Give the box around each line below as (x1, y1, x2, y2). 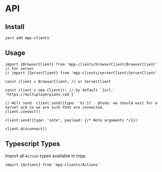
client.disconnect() (5, 126, 48, 131)
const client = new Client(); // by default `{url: (5, 87, 113, 92)
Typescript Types (5, 140, 61, 148)
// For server (5, 66, 34, 71)
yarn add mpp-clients (5, 35, 50, 40)
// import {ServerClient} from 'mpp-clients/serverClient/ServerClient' (5, 70, 158, 75)
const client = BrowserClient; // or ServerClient (5, 79, 111, 84)
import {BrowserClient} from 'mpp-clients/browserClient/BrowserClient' (5, 62, 158, 67)
